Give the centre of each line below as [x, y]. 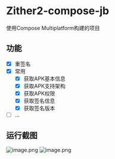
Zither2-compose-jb [58, 11]
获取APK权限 [39, 93]
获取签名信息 [39, 101]
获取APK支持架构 [44, 86]
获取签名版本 [39, 108]
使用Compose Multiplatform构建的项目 [53, 28]
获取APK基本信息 [44, 79]
